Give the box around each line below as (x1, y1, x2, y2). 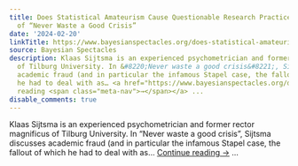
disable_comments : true (9, 94, 98, 104)
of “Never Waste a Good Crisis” (17, 21, 137, 30)
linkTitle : (9, 37, 50, 47)
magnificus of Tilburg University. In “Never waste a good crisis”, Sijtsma (9, 129, 272, 140)
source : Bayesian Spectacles (9, 46, 117, 55)
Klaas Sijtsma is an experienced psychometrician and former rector (9, 119, 255, 130)
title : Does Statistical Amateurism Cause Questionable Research (9, 12, 255, 22)
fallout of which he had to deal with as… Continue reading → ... (9, 147, 239, 158)
